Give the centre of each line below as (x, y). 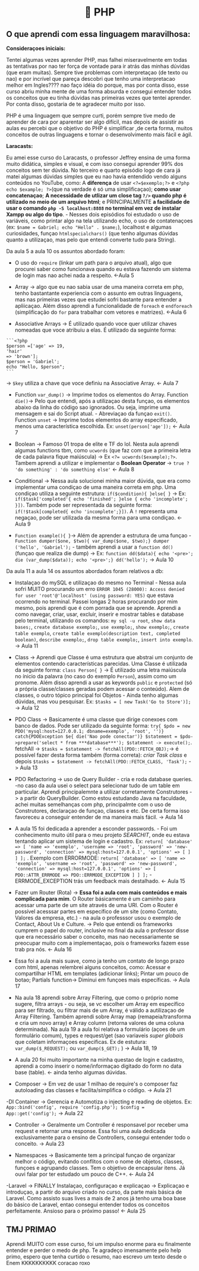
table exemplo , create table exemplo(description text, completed (97, 633)
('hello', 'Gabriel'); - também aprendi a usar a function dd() (94, 547)
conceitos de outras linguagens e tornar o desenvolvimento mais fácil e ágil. (99, 134)
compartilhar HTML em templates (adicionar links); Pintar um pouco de (102, 973)
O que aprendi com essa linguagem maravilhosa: (98, 34)
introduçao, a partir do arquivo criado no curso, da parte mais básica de (94, 1192)
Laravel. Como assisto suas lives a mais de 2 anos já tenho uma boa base (96, 1198)
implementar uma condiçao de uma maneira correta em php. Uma (95, 487)
